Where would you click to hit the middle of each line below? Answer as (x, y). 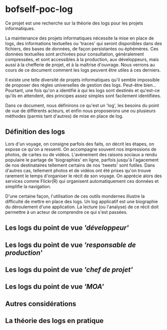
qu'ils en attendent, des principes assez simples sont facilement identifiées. (83, 96)
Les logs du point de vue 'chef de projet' (69, 270)
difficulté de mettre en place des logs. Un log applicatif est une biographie (82, 201)
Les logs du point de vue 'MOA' (54, 287)
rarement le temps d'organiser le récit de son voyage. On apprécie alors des (84, 176)
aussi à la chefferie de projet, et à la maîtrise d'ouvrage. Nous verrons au (80, 65)
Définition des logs (35, 132)
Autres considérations (41, 304)
